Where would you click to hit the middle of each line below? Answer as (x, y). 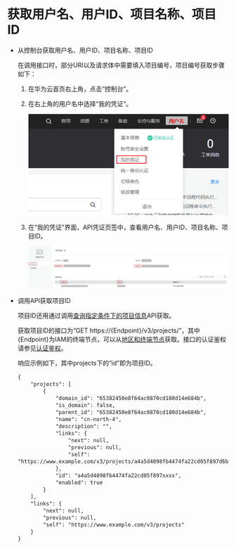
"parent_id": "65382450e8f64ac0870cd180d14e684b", (131, 413)
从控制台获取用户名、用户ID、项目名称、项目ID (85, 50)
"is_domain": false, (85, 406)
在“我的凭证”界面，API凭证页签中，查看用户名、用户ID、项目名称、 (125, 227)
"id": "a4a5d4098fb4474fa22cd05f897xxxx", (118, 476)
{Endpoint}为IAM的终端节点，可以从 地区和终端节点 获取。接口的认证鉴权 (122, 340)
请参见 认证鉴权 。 (42, 348)
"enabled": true (79, 483)
